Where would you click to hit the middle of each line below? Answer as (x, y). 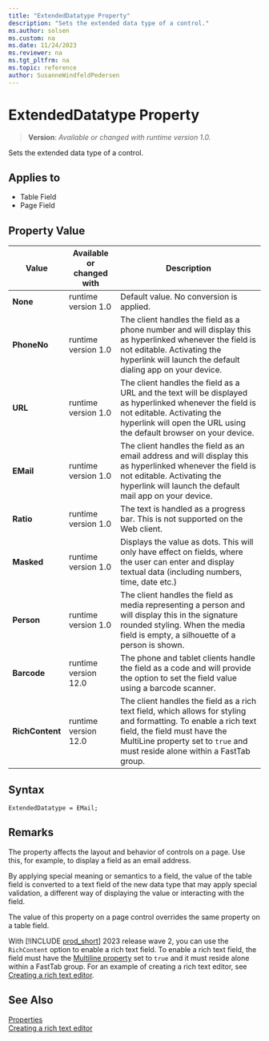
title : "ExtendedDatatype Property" (69, 16)
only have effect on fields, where (181, 552)
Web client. (141, 529)
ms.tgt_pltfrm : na (39, 61)
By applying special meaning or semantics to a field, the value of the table (130, 876)
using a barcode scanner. (168, 688)
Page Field (38, 206)
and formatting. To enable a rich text (188, 721)
